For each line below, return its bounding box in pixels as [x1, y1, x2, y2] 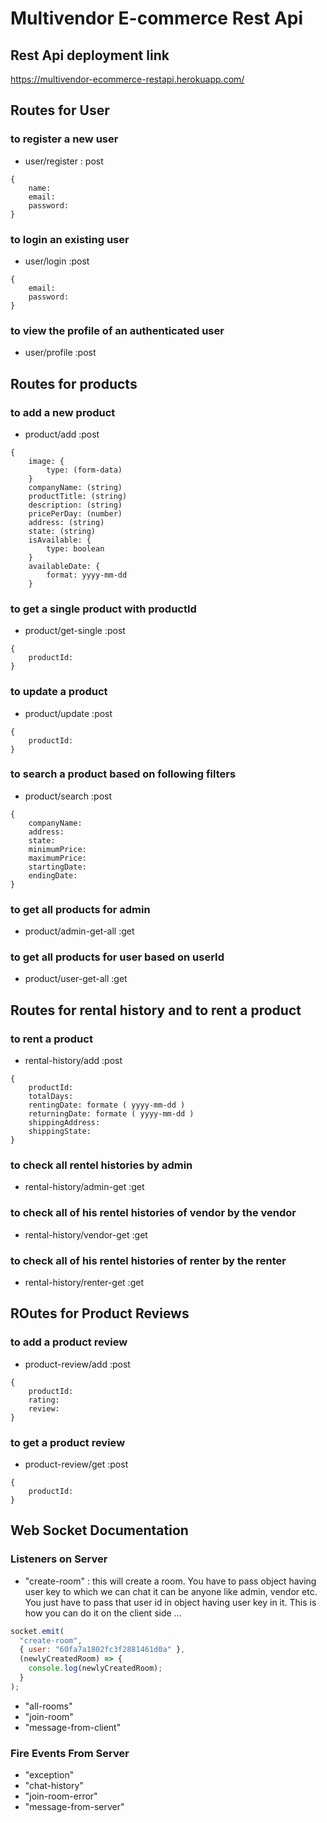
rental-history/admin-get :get [24, 1181, 145, 1193]
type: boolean [46, 543, 105, 554]
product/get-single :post [24, 625, 126, 637]
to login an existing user [10, 232, 130, 246]
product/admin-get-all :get [24, 925, 135, 937]
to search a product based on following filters [10, 767, 237, 781]
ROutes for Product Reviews [10, 1305, 190, 1322]
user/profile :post [24, 347, 97, 359]
